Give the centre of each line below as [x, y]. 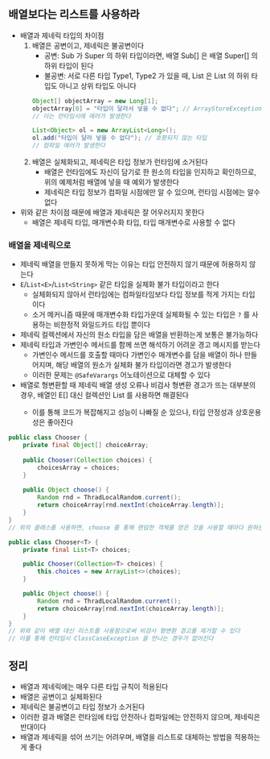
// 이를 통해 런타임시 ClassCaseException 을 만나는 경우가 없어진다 [111, 639]
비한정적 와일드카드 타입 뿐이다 [102, 325]
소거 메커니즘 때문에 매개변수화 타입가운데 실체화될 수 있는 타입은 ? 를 [141, 315]
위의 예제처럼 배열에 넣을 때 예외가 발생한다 [111, 182]
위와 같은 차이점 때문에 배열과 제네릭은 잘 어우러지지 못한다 [112, 213]
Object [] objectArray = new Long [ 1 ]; [95, 101]
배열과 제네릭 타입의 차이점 [62, 35]
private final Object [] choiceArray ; [86, 446]
